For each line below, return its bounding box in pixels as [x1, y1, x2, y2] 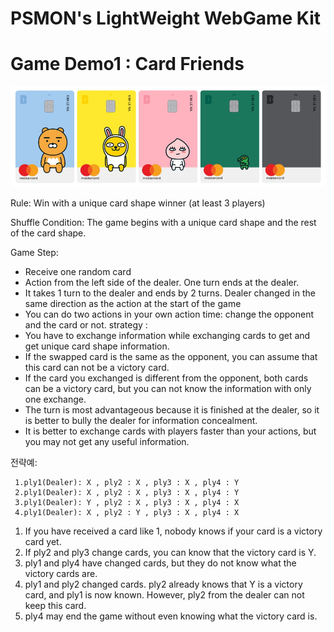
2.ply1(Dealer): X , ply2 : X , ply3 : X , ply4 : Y [14, 487, 240, 497]
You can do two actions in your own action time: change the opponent [24, 308, 315, 320]
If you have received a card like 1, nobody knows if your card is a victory [24, 525, 323, 537]
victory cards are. [24, 567, 98, 579]
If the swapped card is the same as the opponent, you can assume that [24, 350, 318, 362]
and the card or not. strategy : [24, 318, 148, 331]
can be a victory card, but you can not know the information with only [24, 382, 312, 394]
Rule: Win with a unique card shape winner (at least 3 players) [10, 197, 266, 209]
